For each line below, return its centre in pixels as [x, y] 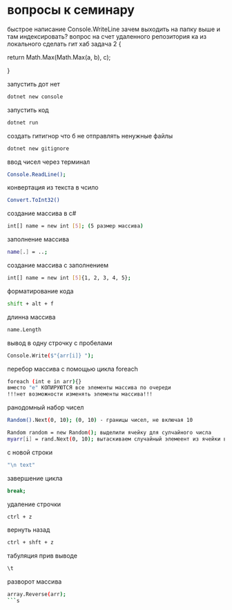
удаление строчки [34, 504]
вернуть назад [29, 530]
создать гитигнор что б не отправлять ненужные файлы [90, 136]
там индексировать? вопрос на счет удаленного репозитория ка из [107, 36]
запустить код [28, 110]
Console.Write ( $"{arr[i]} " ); [51, 355]
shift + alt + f [30, 304]
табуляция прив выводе [42, 556]
